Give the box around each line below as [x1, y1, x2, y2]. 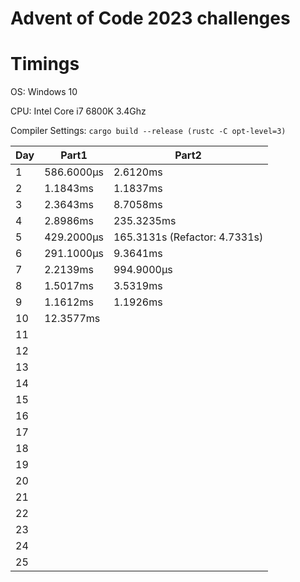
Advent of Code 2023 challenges [10, 7, 291, 30]
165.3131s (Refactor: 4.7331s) [113, 230, 264, 244]
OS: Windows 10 [10, 86, 78, 98]
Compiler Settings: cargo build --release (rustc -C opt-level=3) [10, 125, 287, 137]
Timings [10, 53, 80, 76]
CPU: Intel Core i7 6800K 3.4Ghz [10, 105, 147, 117]
